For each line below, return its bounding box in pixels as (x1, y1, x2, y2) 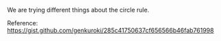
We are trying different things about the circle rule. (7, 6, 149, 14)
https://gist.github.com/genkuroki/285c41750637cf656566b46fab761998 (7, 27, 214, 34)
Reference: (7, 19, 38, 27)
